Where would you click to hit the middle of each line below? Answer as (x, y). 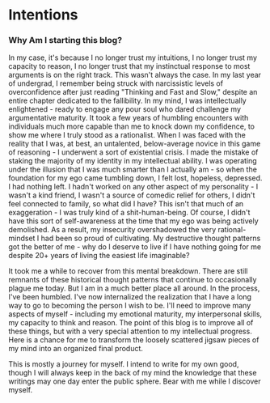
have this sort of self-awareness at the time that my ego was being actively (133, 221)
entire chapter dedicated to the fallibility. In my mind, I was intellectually (127, 101)
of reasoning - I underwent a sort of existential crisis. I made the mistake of (133, 152)
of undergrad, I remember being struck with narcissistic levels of (116, 83)
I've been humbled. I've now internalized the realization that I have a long (130, 297)
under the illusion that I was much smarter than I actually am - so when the (133, 170)
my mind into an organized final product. (76, 349)
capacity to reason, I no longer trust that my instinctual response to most (129, 66)
